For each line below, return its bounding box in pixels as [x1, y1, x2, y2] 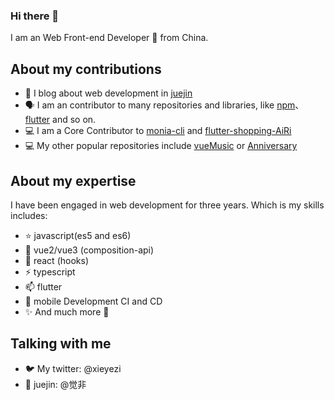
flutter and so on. [24, 114, 97, 126]
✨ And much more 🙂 [24, 305, 110, 318]
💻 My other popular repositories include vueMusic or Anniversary [24, 140, 298, 152]
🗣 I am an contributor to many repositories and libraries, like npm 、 [24, 99, 305, 111]
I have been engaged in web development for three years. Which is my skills [10, 199, 325, 211]
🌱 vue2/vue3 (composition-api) [24, 244, 155, 256]
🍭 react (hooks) [24, 254, 89, 266]
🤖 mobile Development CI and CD [24, 295, 163, 307]
